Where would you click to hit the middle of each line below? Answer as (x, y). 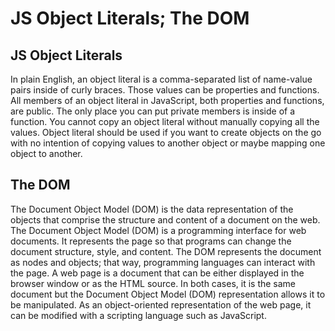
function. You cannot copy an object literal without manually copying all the (165, 121)
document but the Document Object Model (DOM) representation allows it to (168, 294)
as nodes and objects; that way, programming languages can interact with (163, 262)
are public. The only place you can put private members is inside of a (153, 111)
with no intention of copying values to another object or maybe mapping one (168, 143)
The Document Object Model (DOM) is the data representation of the (152, 209)
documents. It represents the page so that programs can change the (151, 241)
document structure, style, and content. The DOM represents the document (166, 251)
